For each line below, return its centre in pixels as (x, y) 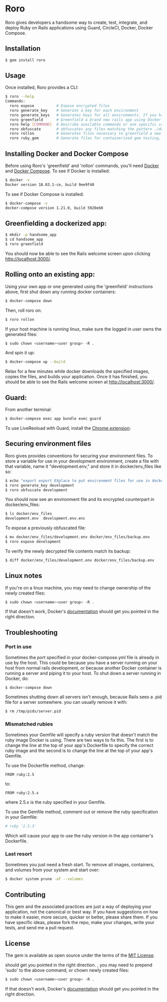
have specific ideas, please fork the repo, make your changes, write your (80, 922)
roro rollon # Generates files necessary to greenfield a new (85, 134)
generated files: (21, 334)
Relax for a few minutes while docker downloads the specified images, (78, 371)
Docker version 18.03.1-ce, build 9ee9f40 (50, 184)
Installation (23, 48)
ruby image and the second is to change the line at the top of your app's (79, 751)
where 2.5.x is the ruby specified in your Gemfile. (55, 802)
